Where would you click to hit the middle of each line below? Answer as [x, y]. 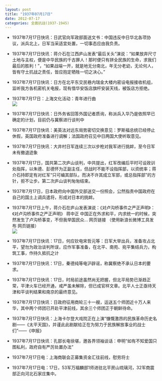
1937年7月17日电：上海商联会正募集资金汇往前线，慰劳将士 [71, 357]
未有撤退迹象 [25, 153]
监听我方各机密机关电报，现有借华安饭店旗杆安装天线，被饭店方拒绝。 [82, 88]
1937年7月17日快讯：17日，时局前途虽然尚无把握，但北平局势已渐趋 [79, 280]
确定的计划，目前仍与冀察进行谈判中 [48, 120]
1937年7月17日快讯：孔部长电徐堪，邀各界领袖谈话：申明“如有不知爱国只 [84, 341]
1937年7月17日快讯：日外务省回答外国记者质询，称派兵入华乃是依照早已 [84, 114]
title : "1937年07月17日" [29, 14]
